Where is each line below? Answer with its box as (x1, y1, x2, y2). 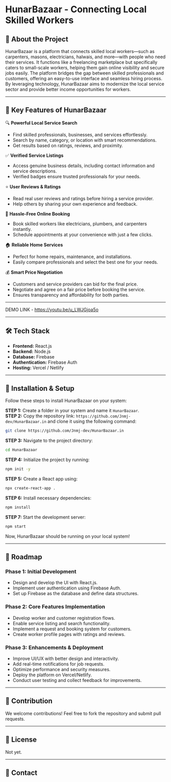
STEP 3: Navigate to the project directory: (5, 438, 93, 444)
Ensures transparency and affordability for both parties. (12, 292, 129, 298)
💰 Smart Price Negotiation (5, 269, 63, 275)
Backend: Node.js (12, 348, 51, 354)
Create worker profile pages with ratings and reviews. (12, 631, 126, 637)
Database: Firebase (12, 353, 55, 360)
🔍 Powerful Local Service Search (5, 120, 77, 126)
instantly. (12, 226, 32, 232)
